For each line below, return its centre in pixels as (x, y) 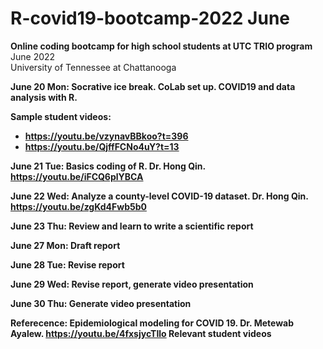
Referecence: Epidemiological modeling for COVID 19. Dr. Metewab (152, 323)
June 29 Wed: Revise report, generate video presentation (132, 284)
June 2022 (33, 56)
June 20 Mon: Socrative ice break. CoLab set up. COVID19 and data (153, 86)
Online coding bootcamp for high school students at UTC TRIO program (161, 46)
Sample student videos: (61, 116)
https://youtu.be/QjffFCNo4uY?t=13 (102, 146)
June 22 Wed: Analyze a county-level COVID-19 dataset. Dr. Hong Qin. (159, 196)
